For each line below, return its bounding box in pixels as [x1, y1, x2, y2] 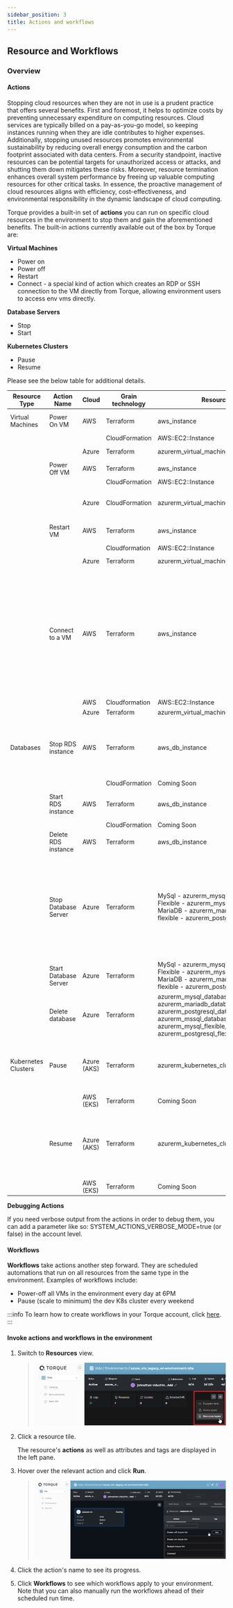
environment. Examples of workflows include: [7, 1276, 137, 1285]
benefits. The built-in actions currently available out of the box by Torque [7, 223, 216, 232]
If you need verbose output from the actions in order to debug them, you [7, 1215, 215, 1223]
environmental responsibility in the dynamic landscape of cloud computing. [7, 195, 223, 203]
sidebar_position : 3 [7, 11, 67, 18]
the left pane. [17, 1453, 55, 1461]
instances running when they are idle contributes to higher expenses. [7, 129, 205, 137]
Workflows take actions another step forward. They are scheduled [7, 1261, 198, 1269]
